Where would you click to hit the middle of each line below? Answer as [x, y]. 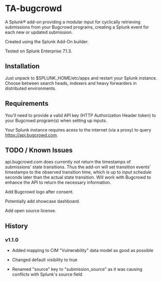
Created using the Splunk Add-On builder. [47, 41]
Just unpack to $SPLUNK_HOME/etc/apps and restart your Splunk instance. [81, 78]
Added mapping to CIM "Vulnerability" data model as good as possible [83, 250]
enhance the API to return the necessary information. [58, 182]
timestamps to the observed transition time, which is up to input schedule [78, 172]
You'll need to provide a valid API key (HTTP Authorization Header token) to [81, 115]
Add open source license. [31, 211]
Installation [22, 66]
